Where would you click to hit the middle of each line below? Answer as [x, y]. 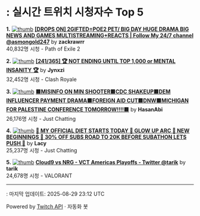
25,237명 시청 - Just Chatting [42, 150]
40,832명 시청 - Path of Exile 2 [43, 49]
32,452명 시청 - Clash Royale [42, 79]
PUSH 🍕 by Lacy [26, 143]
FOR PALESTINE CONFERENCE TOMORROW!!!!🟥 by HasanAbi [85, 109]
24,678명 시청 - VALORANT [39, 176]
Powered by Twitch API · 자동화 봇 [47, 206]
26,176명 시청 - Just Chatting [41, 118]
